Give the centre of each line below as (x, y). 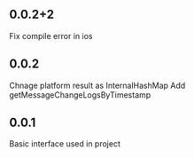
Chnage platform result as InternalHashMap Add (97, 85)
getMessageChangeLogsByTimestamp (80, 95)
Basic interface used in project (65, 144)
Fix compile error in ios (51, 36)
